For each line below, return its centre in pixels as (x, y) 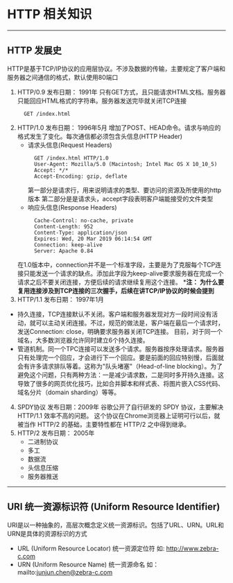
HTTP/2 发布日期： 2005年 (56, 433)
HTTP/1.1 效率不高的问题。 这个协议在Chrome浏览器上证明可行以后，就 (119, 415)
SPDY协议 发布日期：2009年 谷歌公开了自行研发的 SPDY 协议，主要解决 (120, 407)
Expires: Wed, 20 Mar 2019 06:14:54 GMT (93, 239)
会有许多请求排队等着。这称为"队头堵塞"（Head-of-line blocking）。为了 (120, 366)
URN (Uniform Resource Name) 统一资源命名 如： (88, 564)
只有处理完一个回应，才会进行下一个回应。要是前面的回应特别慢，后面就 (120, 357)
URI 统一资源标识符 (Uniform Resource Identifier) (114, 507)
